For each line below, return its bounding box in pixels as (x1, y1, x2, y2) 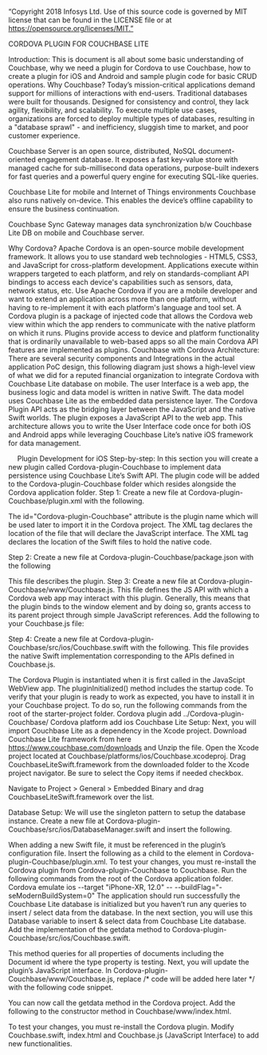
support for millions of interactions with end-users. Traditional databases (8, 89, 248, 98)
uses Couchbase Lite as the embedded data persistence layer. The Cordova (8, 396, 257, 405)
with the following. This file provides (130, 643, 249, 652)
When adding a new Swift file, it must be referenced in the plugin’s (8, 840, 226, 849)
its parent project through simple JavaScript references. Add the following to (8, 610, 260, 620)
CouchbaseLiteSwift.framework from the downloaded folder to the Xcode (8, 760, 249, 769)
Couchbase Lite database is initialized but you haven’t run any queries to (8, 900, 247, 908)
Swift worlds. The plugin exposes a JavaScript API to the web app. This (8, 413, 243, 422)
